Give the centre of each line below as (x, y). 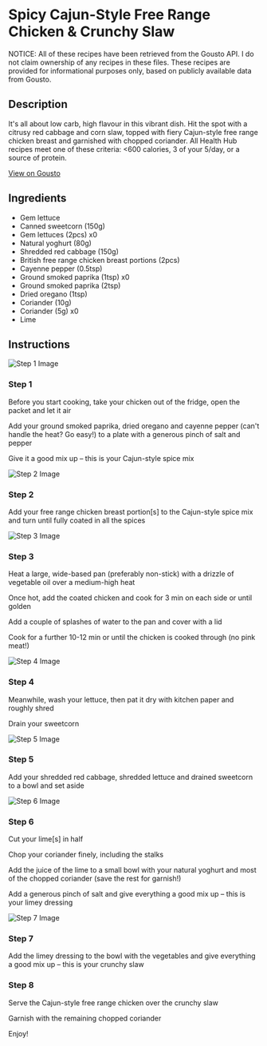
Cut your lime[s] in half (46, 839)
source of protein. (38, 157)
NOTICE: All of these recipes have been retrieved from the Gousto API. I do (131, 54)
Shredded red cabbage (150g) (69, 251)
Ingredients (37, 199)
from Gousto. (30, 79)
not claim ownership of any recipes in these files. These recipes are (120, 62)
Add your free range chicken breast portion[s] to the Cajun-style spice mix (131, 511)
